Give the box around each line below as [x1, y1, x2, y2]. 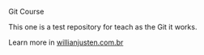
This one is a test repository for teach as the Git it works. [8, 22, 198, 31]
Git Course [8, 7, 45, 16]
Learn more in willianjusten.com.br [8, 37, 124, 47]
